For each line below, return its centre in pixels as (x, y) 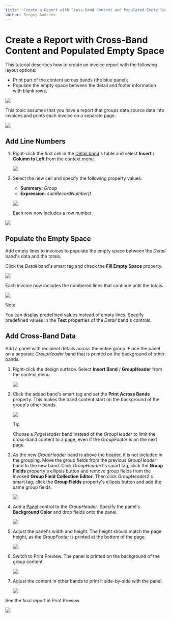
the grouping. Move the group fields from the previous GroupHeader (84, 460)
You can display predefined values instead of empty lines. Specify (75, 315)
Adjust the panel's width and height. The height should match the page (87, 531)
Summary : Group (39, 188)
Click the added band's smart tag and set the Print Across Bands (81, 394)
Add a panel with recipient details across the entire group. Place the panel (83, 348)
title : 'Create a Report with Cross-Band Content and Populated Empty (82, 10)
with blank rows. (30, 91)
